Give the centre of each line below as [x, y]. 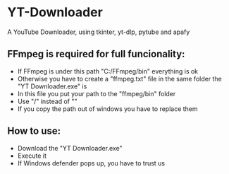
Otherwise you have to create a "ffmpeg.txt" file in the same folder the [119, 79]
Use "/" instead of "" [47, 101]
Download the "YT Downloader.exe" [70, 148]
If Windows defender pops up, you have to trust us [91, 163]
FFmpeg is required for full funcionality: [96, 54]
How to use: [34, 131]
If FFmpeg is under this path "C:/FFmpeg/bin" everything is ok [108, 71]
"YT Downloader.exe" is [52, 86]
